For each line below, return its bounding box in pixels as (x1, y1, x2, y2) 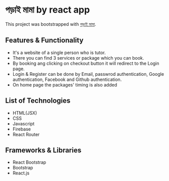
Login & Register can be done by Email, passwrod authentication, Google (12, 71, 164, 77)
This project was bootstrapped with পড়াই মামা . (5, 21, 96, 27)
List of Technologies (5, 97, 71, 105)
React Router (12, 131, 40, 138)
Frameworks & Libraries (5, 146, 82, 154)
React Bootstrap (12, 159, 46, 165)
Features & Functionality (5, 36, 84, 44)
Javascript (12, 120, 35, 126)
